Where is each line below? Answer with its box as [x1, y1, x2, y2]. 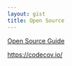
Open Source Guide [7, 36, 65, 45]
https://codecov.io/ [7, 50, 63, 59]
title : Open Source [7, 17, 65, 24]
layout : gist [7, 10, 46, 18]
